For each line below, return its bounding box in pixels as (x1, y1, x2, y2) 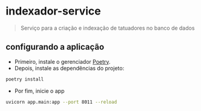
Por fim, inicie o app (14, 87, 65, 95)
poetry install (5, 76, 44, 82)
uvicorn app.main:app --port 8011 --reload (5, 99, 117, 105)
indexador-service (5, 4, 101, 18)
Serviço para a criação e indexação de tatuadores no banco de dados (20, 24, 195, 32)
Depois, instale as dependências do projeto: (14, 64, 125, 72)
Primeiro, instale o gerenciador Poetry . (14, 58, 111, 65)
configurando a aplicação (5, 42, 104, 52)
